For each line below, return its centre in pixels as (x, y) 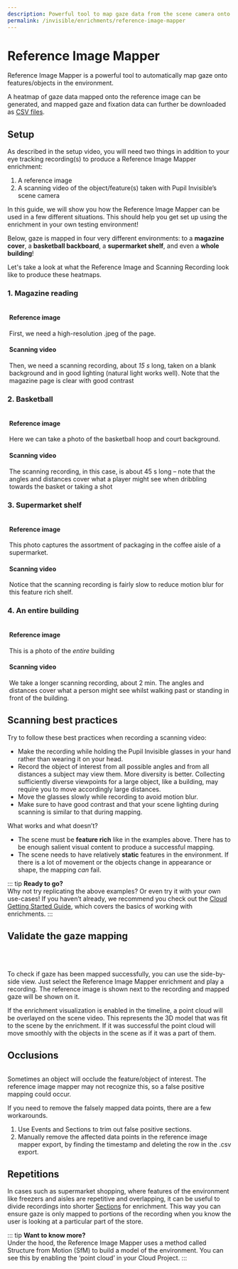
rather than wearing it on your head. (70, 758)
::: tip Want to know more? (47, 1236)
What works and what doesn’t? (53, 825)
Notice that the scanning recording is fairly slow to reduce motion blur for (117, 585)
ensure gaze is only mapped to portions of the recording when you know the (119, 1214)
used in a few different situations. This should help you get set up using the (117, 217)
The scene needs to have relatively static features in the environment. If (123, 855)
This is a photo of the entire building (62, 651)
